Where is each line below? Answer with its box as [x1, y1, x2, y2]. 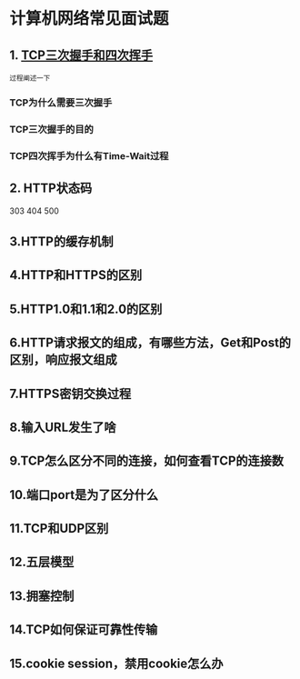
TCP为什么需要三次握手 [9, 96, 113, 109]
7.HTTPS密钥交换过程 [9, 385, 132, 401]
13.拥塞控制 [9, 588, 75, 604]
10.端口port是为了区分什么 [9, 487, 159, 503]
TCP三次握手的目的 [9, 123, 94, 135]
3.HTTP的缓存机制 [9, 234, 114, 249]
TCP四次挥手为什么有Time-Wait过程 [9, 149, 169, 162]
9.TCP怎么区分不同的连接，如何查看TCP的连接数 [9, 454, 285, 469]
